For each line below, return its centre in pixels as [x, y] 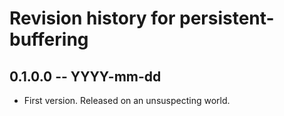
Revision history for [92, 18]
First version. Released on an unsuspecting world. [127, 100]
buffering [49, 39]
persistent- [227, 18]
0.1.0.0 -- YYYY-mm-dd [85, 76]
